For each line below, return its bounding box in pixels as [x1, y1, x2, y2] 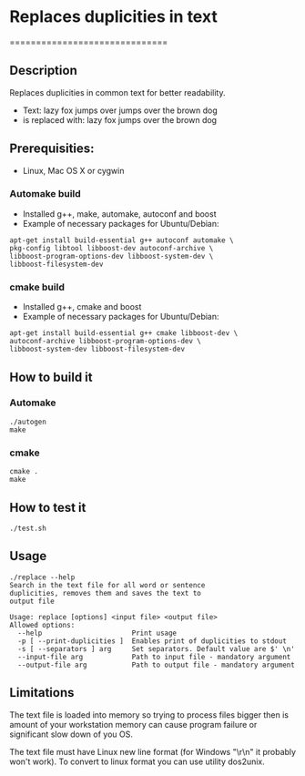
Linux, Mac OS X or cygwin [22, 165, 125, 176]
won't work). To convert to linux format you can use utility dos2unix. [9, 756, 266, 767]
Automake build [9, 188, 82, 200]
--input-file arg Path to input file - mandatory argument [17, 652, 291, 661]
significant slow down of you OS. [9, 729, 134, 740]
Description [9, 63, 77, 78]
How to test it [9, 499, 86, 516]
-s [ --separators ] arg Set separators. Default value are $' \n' [17, 644, 296, 653]
